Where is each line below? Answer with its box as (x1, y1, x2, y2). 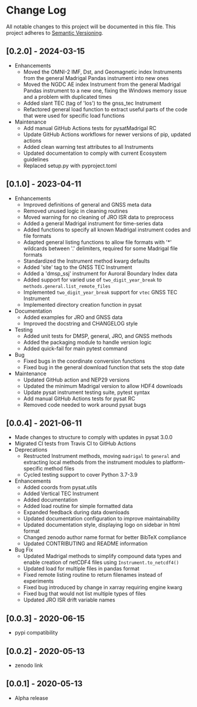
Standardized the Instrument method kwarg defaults (23, 257, 150, 264)
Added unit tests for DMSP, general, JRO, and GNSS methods (23, 332, 172, 339)
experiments (23, 577, 54, 585)
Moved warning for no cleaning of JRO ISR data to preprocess (23, 213, 175, 221)
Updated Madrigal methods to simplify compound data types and (23, 553, 182, 560)
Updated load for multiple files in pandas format (23, 565, 139, 572)
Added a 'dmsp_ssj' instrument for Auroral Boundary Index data (23, 270, 178, 277)
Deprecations (14, 446, 48, 453)
